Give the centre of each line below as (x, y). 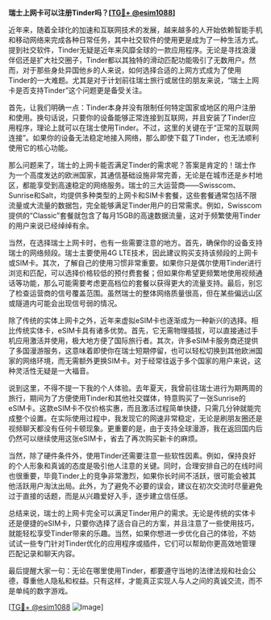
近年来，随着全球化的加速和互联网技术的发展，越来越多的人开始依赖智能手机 (135, 30)
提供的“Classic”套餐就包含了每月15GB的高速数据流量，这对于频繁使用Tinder (134, 216)
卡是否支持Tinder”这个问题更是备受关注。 (77, 90)
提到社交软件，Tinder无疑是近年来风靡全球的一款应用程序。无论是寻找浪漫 (132, 50)
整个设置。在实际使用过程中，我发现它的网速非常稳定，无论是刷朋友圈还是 (139, 418)
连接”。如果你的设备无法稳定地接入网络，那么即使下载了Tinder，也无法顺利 (134, 138)
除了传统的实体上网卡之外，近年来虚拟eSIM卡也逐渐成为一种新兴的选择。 (130, 320)
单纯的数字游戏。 (44, 591)
